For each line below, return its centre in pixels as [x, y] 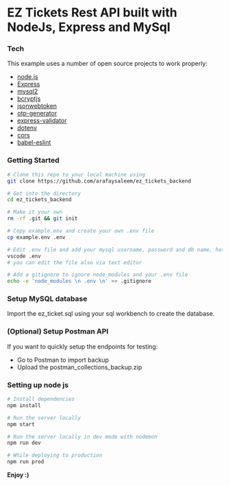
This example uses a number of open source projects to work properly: [107, 64]
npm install [24, 405]
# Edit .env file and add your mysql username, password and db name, [110, 250]
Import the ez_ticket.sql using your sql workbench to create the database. [111, 314]
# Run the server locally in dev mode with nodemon [82, 437]
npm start [21, 424]
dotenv [27, 128]
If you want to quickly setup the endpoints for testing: [82, 346]
